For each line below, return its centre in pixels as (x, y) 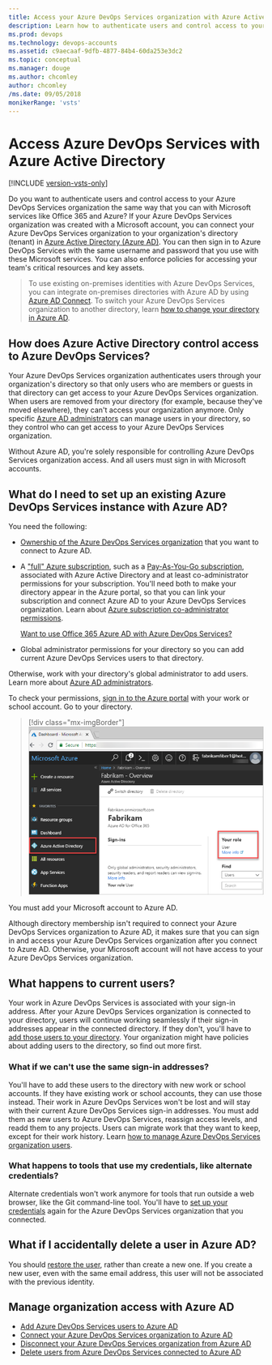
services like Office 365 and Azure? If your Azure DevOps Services (120, 216)
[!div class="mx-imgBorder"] (76, 722)
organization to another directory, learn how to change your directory (144, 309)
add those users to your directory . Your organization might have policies (129, 1038)
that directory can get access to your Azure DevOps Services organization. (134, 393)
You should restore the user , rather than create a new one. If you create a (130, 1265)
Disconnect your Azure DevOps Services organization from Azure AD (136, 1344)
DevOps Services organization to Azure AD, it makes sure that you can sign (134, 932)
